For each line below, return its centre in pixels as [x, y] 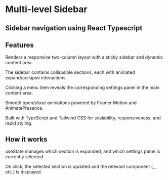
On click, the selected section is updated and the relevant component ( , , [81, 167]
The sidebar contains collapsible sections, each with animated [70, 72]
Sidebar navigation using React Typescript [74, 28]
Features [19, 45]
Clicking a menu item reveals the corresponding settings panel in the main [82, 87]
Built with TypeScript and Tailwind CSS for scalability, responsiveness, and [83, 118]
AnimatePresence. [25, 108]
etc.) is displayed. [24, 172]
